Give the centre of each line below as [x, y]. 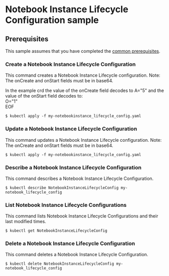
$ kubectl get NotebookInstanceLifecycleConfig [56, 231]
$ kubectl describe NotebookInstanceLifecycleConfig [62, 188]
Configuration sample [52, 20]
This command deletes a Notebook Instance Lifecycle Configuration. [77, 255]
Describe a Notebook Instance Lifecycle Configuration [73, 167]
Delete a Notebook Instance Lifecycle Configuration [70, 243]
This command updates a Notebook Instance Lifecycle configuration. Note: [83, 140]
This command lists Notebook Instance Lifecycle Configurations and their [82, 216]
